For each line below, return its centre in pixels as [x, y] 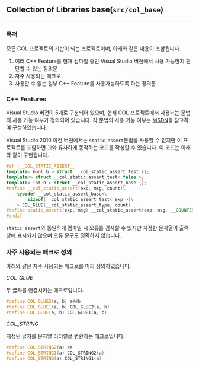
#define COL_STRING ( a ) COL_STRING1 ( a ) [54, 358]
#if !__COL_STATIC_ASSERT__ [41, 166]
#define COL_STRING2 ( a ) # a [39, 347]
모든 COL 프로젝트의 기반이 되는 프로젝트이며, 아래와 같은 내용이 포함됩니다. [94, 49]
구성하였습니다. [30, 127]
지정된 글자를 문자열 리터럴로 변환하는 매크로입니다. [65, 336]
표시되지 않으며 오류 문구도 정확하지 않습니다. [69, 235]
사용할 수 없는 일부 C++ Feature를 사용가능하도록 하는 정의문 [85, 84]
